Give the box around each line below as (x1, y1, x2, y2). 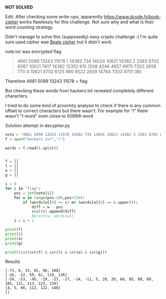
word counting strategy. (5, 24, 54, 30)
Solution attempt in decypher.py (5, 123, 70, 128)
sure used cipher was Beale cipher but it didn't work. (5, 39, 113, 45)
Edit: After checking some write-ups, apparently (5, 14, 103, 19)
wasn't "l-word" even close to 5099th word (5, 113, 93, 119)
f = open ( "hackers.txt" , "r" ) (5, 137, 65, 142)
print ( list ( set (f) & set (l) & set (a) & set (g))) (5, 250, 107, 255)
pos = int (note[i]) (14, 190, 54, 195)
